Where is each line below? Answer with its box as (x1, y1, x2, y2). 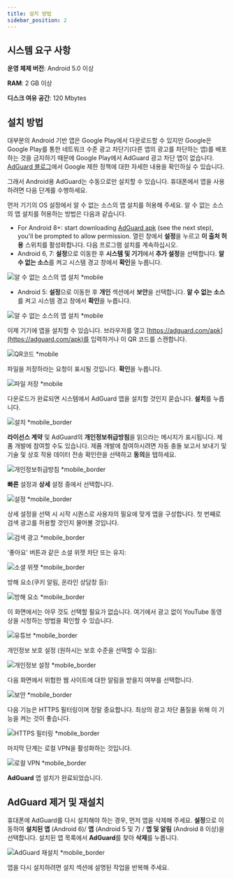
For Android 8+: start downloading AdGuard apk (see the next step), (17, 224, 214, 232)
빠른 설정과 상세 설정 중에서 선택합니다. (7, 480, 114, 489)
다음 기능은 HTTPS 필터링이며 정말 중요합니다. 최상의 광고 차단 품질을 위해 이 (7, 705, 218, 714)
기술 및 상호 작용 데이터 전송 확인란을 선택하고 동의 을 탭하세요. (7, 450, 177, 459)
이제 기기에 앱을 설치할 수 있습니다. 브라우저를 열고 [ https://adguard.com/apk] (7, 326, 224, 335)
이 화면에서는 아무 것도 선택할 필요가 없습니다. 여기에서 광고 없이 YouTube (7, 607, 210, 616)
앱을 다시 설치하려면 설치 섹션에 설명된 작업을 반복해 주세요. (7, 863, 170, 871)
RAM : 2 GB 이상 (7, 79, 52, 87)
